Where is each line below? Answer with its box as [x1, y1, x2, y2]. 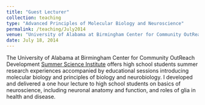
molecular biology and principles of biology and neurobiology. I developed [6, 74, 193, 81]
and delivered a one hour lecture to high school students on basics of [6, 80, 181, 87]
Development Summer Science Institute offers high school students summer [6, 60, 198, 68]
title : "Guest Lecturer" [6, 9, 70, 15]
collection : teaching [6, 15, 62, 21]
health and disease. [6, 93, 56, 100]
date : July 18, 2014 [6, 37, 59, 43]
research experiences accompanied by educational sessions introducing [6, 67, 189, 74]
